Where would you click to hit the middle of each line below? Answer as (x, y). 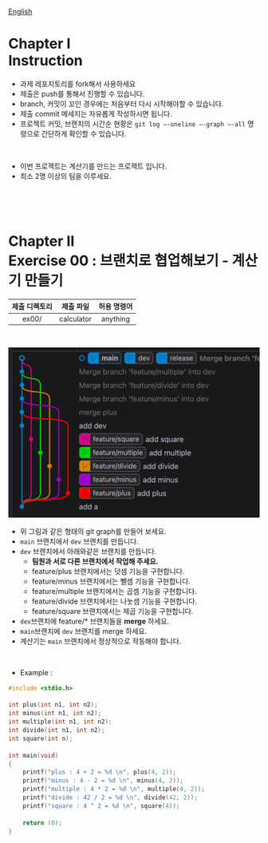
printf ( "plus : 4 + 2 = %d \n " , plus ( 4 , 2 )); (100, 772)
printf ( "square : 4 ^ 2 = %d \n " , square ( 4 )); (101, 805)
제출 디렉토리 (32, 307)
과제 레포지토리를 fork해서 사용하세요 (78, 84)
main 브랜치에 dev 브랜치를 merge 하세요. (83, 631)
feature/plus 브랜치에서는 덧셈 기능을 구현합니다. (108, 571)
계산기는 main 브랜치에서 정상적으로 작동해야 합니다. (100, 641)
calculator (76, 319)
